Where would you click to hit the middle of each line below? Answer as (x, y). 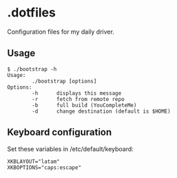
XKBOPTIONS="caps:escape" (44, 167)
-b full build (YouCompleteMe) (84, 105)
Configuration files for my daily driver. (61, 32)
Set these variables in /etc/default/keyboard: (71, 148)
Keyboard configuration (60, 132)
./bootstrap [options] (64, 81)
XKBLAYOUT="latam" (33, 162)
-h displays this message (77, 93)
